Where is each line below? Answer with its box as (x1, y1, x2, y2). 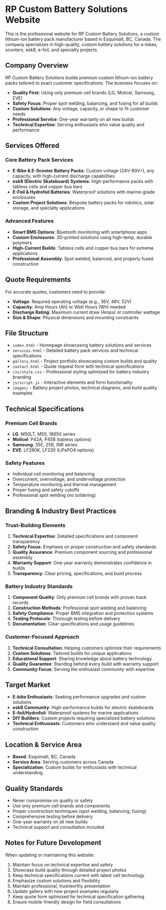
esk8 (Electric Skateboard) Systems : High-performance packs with (12, 178, 153, 184)
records (12, 600, 29, 606)
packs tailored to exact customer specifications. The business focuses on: (5, 80, 158, 86)
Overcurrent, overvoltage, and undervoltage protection (12, 476, 126, 482)
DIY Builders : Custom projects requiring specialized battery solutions (12, 715, 155, 721)
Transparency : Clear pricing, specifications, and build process (12, 570, 142, 577)
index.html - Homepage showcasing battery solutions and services (12, 342, 151, 348)
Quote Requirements (5, 276, 71, 284)
